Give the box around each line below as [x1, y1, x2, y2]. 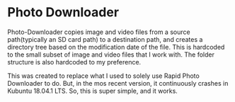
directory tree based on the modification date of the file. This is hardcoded [7, 42, 225, 51]
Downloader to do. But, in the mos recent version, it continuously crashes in [7, 79, 229, 87]
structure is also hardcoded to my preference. [7, 57, 142, 66]
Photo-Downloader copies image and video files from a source [7, 28, 190, 36]
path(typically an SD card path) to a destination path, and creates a [7, 35, 203, 43]
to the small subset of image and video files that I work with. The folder [7, 50, 214, 59]
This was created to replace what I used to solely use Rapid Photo [7, 72, 200, 80]
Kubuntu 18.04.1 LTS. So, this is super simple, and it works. [7, 86, 178, 95]
